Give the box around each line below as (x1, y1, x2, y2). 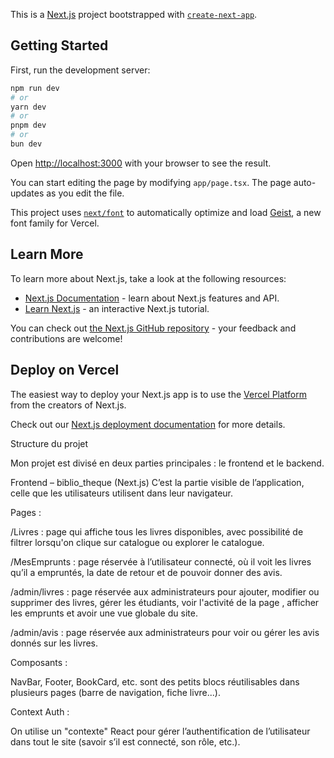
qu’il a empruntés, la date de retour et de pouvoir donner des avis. (10, 566, 283, 578)
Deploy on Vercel (10, 362, 120, 379)
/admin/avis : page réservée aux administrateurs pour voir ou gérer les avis (10, 626, 320, 638)
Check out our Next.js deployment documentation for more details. (10, 418, 286, 430)
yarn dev (10, 102, 47, 112)
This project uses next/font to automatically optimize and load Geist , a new (10, 206, 322, 218)
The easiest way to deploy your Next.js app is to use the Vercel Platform (10, 388, 308, 400)
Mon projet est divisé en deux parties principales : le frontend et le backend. (10, 457, 325, 469)
